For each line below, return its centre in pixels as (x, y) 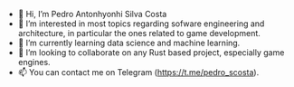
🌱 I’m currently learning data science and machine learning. (129, 43)
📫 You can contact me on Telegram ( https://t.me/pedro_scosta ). (138, 72)
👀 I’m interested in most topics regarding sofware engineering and (141, 24)
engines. (34, 62)
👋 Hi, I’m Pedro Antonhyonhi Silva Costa (92, 14)
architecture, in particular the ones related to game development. (139, 33)
